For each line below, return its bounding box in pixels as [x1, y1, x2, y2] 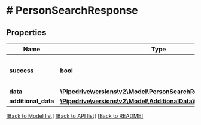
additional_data [9, 97, 54, 105]
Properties [6, 28, 47, 38]
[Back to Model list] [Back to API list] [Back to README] [6, 112, 144, 120]
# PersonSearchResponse [6, 4, 139, 17]
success [9, 66, 34, 75]
